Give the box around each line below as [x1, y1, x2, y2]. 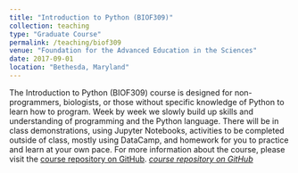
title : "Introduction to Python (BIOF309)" [9, 12, 174, 22]
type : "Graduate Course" [9, 29, 102, 38]
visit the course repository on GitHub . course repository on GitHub [9, 153, 253, 164]
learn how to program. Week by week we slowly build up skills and [9, 106, 254, 117]
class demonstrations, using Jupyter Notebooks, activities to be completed [9, 125, 285, 136]
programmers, [9, 96, 62, 107]
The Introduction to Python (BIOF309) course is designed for [9, 86, 233, 98]
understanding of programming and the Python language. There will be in [9, 115, 279, 126]
